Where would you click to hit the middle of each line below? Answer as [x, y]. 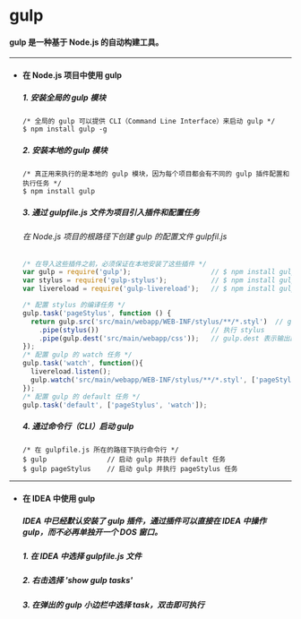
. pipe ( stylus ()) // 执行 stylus [152, 330]
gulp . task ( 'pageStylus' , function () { [97, 313]
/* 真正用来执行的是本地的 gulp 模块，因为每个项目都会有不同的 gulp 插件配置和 [155, 174]
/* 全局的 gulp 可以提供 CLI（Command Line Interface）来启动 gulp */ [149, 121]
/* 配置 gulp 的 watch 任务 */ [77, 355]
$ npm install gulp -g [64, 129]
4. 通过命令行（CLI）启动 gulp [78, 426]
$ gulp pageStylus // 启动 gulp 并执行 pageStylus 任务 [130, 469]
